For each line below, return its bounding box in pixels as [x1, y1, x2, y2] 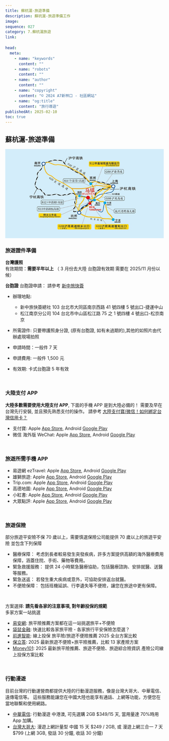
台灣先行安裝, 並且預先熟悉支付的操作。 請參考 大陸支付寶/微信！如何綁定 [5, 408, 157, 414]
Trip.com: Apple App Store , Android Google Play [12, 479, 113, 485]
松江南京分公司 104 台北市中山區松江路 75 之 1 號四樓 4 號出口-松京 [20, 311, 159, 317]
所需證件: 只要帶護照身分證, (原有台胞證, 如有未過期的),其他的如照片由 [12, 328, 157, 334]
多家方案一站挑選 [5, 609, 41, 615]
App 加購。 [12, 717, 36, 723]
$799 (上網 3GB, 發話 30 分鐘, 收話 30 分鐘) [12, 730, 103, 736]
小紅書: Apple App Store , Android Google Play [12, 491, 108, 498]
